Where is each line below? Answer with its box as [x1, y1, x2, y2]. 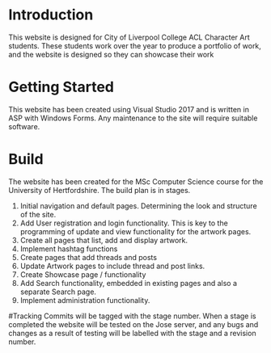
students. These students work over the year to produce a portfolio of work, [8, 40, 261, 50]
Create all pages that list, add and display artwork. [19, 235, 188, 245]
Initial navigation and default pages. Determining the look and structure [19, 200, 257, 211]
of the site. [19, 209, 57, 219]
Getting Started [8, 78, 115, 96]
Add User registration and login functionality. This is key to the [19, 218, 228, 228]
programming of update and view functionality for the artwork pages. [19, 226, 252, 236]
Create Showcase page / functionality [19, 269, 146, 279]
